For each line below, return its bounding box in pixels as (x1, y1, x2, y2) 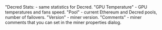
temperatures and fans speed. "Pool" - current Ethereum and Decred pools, (5, 9, 158, 15)
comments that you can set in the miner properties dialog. (5, 19, 121, 25)
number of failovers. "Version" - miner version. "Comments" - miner (5, 15, 142, 20)
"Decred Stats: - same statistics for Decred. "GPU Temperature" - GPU (5, 4, 147, 10)
